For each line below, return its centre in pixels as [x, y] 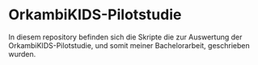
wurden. [22, 54]
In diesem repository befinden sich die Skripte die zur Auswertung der [125, 37]
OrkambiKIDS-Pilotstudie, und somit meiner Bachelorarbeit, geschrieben [129, 45]
